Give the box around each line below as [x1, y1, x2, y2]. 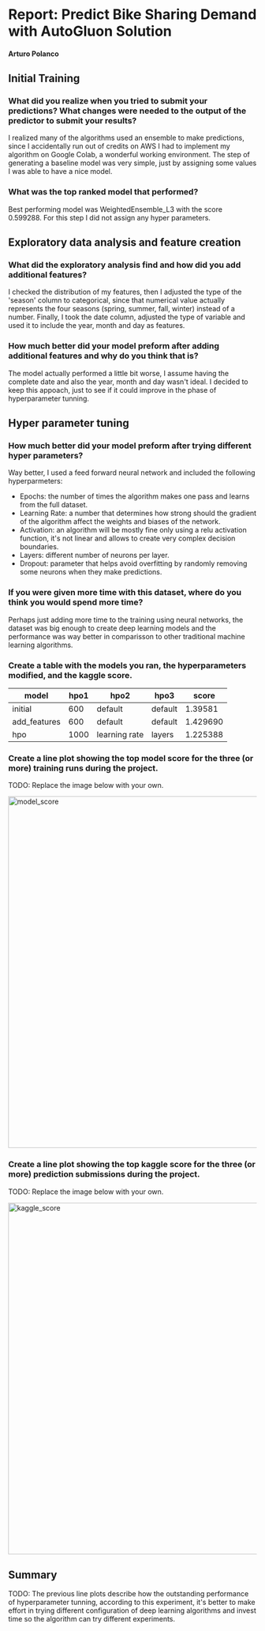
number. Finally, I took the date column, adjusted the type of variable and [8, 312, 246, 322]
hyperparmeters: [8, 476, 63, 486]
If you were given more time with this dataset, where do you [8, 587, 242, 598]
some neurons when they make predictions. [19, 567, 162, 577]
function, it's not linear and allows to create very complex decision [19, 533, 236, 543]
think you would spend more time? [8, 597, 144, 608]
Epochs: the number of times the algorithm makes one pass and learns [19, 492, 250, 501]
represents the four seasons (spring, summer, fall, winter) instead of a [8, 304, 235, 314]
